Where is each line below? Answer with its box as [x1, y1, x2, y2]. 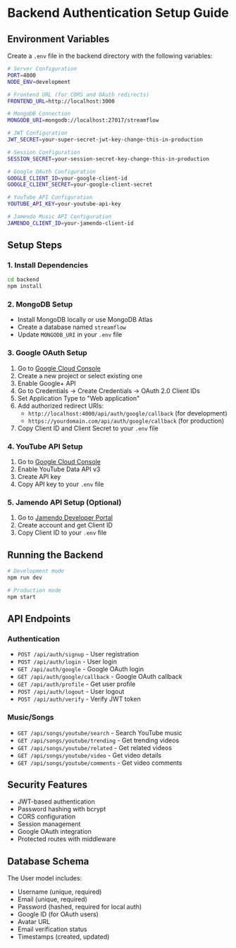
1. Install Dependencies [7, 261, 89, 270]
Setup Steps [7, 239, 62, 251]
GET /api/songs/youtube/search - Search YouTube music [17, 728, 182, 737]
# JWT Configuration [7, 130, 68, 137]
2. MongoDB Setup [7, 299, 73, 309]
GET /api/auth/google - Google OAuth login [17, 665, 144, 673]
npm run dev [7, 574, 42, 582]
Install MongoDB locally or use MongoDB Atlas [17, 316, 153, 324]
